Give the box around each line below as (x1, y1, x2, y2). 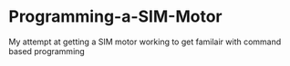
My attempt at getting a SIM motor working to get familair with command (8, 36, 282, 47)
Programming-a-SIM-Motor (8, 6, 223, 27)
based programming (8, 45, 86, 56)
